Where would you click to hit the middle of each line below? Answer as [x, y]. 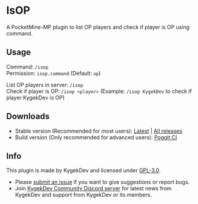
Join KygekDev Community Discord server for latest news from [93, 188]
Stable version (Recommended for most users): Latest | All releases [98, 131]
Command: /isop [27, 67]
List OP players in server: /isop [45, 85]
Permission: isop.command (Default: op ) [54, 73]
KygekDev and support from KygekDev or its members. [83, 195]
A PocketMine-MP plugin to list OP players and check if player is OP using [98, 27]
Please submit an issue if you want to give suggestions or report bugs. [102, 182]
